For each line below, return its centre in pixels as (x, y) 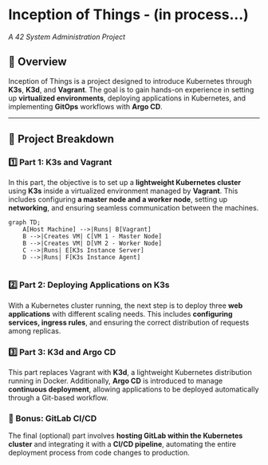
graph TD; (25, 223)
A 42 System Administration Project (67, 37)
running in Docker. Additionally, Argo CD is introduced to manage (116, 381)
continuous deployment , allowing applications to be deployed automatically (134, 389)
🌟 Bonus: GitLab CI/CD (53, 418)
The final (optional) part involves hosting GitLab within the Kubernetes (126, 435)
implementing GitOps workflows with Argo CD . (86, 106)
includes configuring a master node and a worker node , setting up (118, 199)
